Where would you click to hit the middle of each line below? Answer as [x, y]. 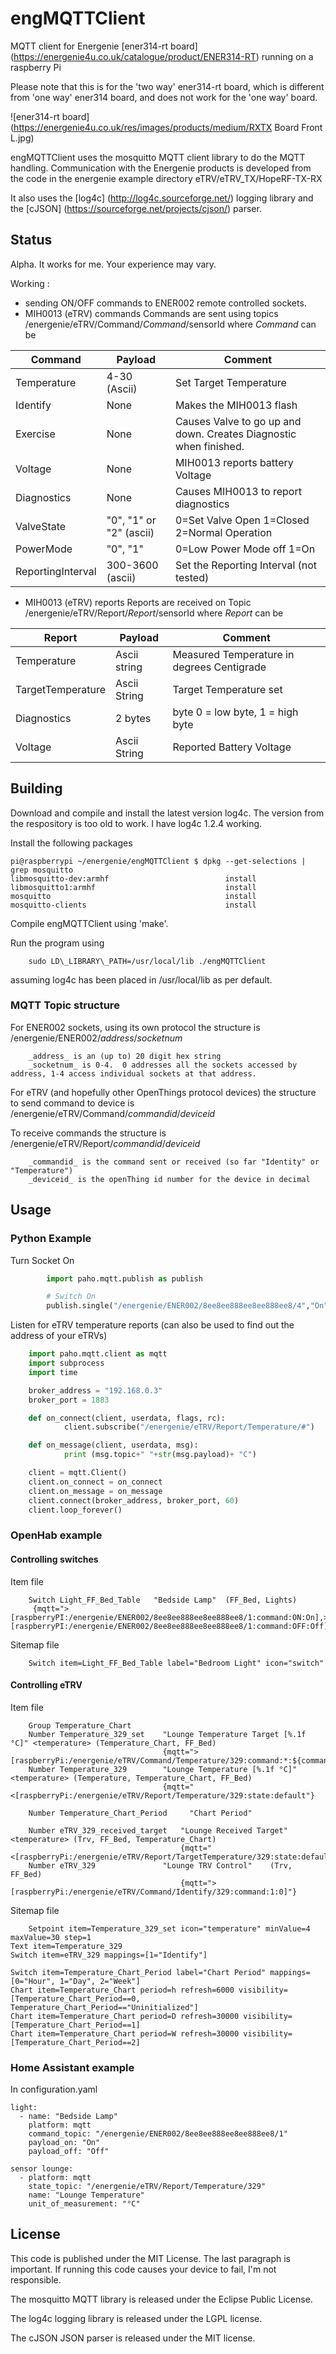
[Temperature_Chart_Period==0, [75, 1998]
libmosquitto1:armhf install [133, 887]
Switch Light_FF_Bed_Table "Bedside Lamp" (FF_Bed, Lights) [163, 1600]
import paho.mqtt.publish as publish [124, 1278]
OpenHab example [56, 1535]
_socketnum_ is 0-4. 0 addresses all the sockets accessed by [163, 1065]
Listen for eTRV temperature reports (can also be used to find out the [152, 1325]
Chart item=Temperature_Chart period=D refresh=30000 [125, 2016]
